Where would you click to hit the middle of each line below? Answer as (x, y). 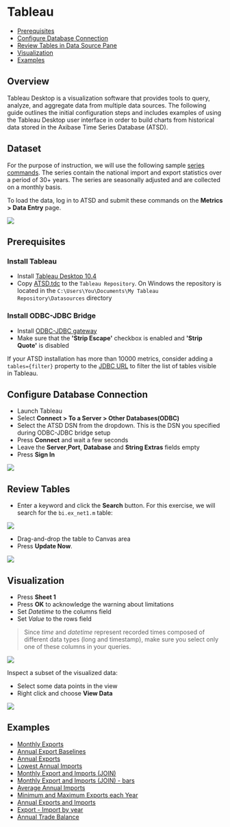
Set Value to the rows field (54, 619)
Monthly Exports (40, 744)
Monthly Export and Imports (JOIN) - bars (76, 780)
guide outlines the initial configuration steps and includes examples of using (114, 112)
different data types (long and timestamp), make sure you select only (121, 639)
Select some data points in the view (67, 686)
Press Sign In (36, 455)
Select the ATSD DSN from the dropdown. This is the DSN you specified (118, 426)
